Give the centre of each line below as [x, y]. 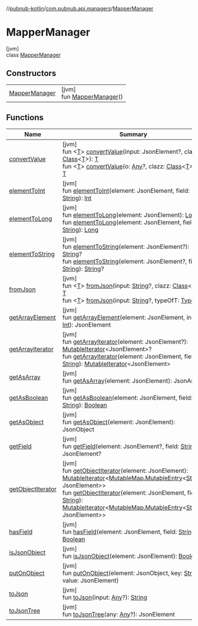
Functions [25, 118]
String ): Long [80, 229]
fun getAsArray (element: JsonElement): [117, 381]
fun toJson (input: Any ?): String [105, 597]
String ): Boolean [85, 405]
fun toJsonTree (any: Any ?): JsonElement [118, 614]
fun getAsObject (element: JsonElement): [119, 422]
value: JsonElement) [90, 580]
